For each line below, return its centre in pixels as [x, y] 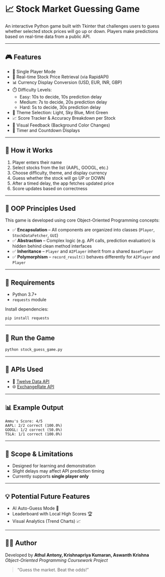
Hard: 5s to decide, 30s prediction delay [60, 107]
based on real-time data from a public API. [48, 36]
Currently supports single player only [50, 476]
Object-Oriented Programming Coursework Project [56, 560]
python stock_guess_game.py [34, 350]
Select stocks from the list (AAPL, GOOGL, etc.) [60, 167]
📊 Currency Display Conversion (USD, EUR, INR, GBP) [67, 82]
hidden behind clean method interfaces [52, 246]
